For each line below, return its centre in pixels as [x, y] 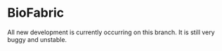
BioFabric [36, 13]
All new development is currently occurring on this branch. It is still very [111, 32]
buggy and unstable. [37, 39]
